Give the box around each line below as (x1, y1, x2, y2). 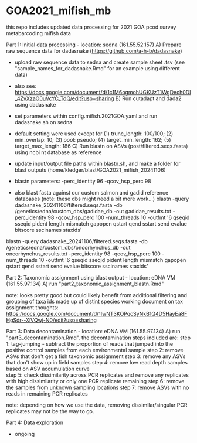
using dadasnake (14, 101, 56, 108)
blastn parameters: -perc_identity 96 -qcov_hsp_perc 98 (14, 178, 151, 185)
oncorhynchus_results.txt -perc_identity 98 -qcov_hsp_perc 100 (6, 250, 161, 257)
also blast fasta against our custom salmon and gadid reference (14, 189, 169, 196)
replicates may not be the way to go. (6, 407, 94, 414)
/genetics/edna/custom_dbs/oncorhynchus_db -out (6, 244, 131, 251)
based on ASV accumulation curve (6, 365, 90, 372)
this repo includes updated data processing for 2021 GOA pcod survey (6, 23, 176, 30)
